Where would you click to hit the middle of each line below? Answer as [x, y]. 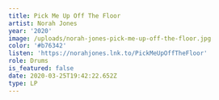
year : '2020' [30, 31]
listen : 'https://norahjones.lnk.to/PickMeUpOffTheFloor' [108, 53]
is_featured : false [41, 69]
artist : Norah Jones [43, 23]
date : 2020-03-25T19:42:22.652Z [63, 76]
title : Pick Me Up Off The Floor [65, 16]
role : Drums [28, 61]
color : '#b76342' [38, 46]
